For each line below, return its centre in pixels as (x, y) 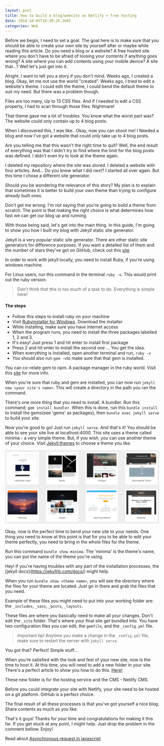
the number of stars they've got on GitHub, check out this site (67, 250)
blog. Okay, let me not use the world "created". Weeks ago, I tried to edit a (80, 81)
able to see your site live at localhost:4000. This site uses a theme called (78, 433)
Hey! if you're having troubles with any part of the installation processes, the (82, 566)
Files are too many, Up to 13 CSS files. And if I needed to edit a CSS (73, 101)
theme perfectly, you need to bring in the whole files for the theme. (73, 542)
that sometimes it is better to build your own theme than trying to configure (81, 190)
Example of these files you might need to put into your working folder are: (79, 601)
